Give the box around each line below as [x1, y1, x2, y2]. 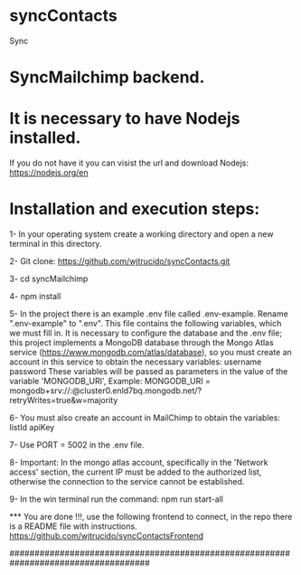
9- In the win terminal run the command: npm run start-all [9, 494, 224, 504]
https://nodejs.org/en [9, 167, 89, 178]
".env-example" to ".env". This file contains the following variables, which [9, 318, 282, 328]
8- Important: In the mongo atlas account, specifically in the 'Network [9, 457, 268, 467]
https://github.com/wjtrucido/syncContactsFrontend [9, 531, 204, 541]
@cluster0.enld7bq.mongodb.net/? [71, 385, 202, 396]
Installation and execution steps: [9, 199, 260, 220]
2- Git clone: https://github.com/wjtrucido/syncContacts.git [9, 256, 230, 267]
